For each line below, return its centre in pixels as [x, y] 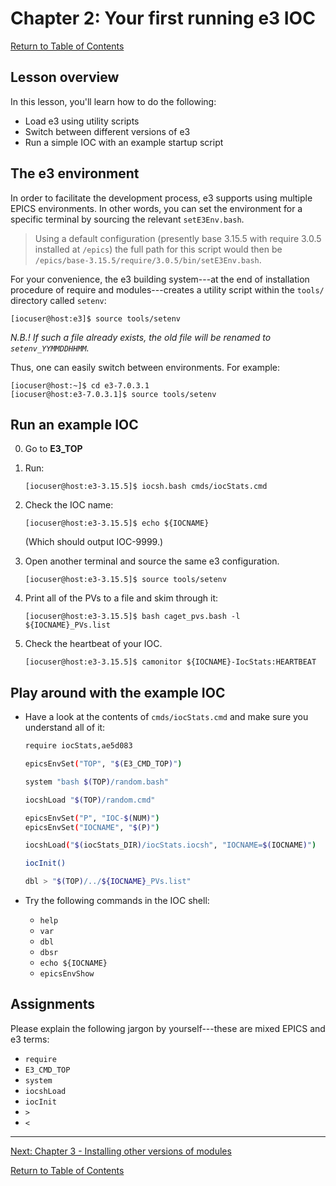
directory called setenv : [58, 300]
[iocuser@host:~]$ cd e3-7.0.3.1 [80, 385]
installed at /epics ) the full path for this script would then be [158, 249]
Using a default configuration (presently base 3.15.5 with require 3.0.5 [178, 238]
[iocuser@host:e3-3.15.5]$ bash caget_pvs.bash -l [132, 617]
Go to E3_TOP [53, 449]
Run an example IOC [74, 424]
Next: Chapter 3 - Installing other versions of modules [121, 1151]
